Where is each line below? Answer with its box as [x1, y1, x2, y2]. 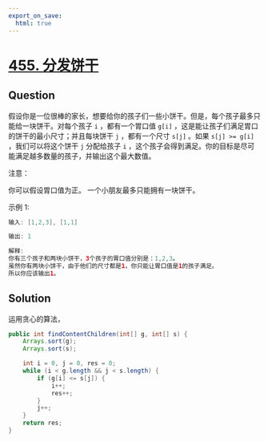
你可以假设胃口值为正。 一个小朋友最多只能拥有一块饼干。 [8, 185, 200, 195]
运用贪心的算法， [8, 314, 65, 323]
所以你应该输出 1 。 [8, 270, 60, 278]
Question [8, 89, 55, 103]
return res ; [22, 419, 62, 428]
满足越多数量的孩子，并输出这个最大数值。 [14, 151, 156, 160]
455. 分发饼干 [8, 56, 99, 75]
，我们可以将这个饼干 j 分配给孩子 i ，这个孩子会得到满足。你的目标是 [8, 141, 242, 151]
